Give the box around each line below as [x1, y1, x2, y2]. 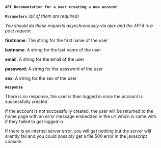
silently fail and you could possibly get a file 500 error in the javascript [5, 133, 147, 139]
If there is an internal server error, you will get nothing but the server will [5, 128, 151, 134]
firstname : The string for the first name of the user [5, 37, 108, 43]
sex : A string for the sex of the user [5, 75, 77, 81]
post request [5, 28, 31, 34]
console [5, 139, 22, 144]
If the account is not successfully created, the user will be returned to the [5, 108, 154, 114]
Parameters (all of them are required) [5, 13, 80, 19]
